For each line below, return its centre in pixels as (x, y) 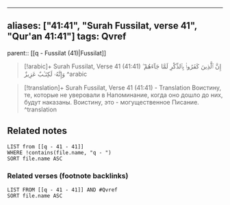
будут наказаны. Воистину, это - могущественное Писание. (112, 102)
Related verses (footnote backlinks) (68, 176)
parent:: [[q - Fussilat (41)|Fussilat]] (57, 53)
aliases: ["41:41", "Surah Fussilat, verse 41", (102, 26)
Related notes (37, 131)
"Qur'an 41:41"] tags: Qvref (67, 37)
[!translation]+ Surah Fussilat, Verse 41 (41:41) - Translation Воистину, (122, 87)
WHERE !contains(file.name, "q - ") (59, 152)
